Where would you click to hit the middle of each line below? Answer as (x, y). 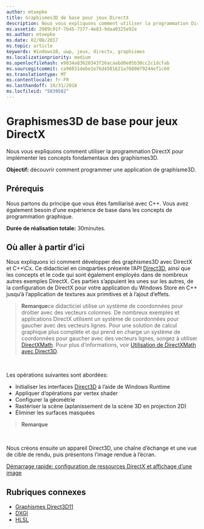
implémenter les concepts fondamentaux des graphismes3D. (83, 158)
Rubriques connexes (46, 492)
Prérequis (25, 189)
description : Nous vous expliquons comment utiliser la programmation (97, 23)
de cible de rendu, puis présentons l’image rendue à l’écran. (81, 455)
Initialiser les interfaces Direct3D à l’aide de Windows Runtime (93, 387)
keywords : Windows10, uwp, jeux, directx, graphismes (76, 52)
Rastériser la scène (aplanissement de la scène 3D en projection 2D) (101, 407)
